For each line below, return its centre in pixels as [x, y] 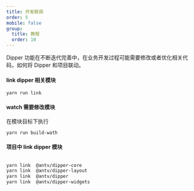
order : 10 [24, 40]
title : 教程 [26, 34]
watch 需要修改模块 [31, 107]
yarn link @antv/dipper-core [44, 165]
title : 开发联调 [25, 12]
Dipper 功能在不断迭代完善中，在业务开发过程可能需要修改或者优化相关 [95, 57]
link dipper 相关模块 [31, 80]
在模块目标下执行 [27, 121]
